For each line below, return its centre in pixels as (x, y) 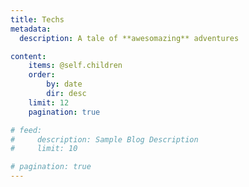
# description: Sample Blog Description (104, 139)
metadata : (31, 29)
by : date (64, 84)
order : (42, 75)
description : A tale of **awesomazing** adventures (129, 38)
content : (28, 56)
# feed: (26, 130)
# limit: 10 (44, 149)
